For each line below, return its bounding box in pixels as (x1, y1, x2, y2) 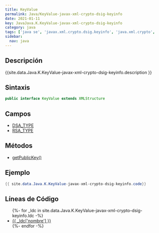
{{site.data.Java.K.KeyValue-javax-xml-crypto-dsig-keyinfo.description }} (5, 69, 152, 75)
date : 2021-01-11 (5, 16, 40, 21)
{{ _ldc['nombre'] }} (12, 218, 51, 224)
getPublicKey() (12, 155, 42, 160)
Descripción (5, 57, 43, 65)
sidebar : (5, 34, 23, 39)
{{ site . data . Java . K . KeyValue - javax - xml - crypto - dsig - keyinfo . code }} (5, 181, 146, 186)
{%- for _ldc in (12, 208, 41, 214)
